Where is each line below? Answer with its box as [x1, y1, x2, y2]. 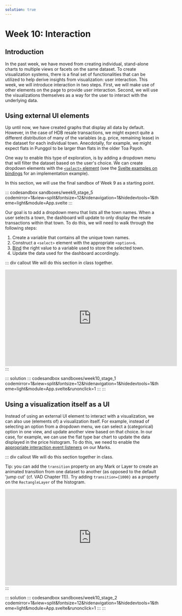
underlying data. [5, 97, 38, 103]
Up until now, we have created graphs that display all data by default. [5, 125, 145, 131]
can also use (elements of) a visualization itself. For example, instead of [5, 418, 150, 425]
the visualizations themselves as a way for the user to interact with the [5, 92, 148, 98]
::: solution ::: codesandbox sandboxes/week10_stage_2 [5, 595, 118, 601]
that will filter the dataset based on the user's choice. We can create [5, 160, 143, 166]
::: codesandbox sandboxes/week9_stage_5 [5, 189, 93, 195]
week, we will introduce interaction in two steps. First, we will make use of [5, 81, 155, 87]
